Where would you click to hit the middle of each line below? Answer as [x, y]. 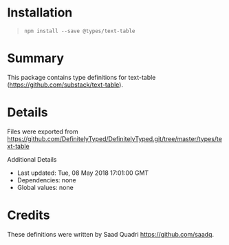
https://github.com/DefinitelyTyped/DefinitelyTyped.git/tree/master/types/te [115, 138]
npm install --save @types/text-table [79, 31]
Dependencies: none [47, 180]
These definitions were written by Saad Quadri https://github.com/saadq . [111, 234]
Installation [40, 13]
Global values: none [45, 187]
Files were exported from [43, 131]
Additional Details [32, 159]
